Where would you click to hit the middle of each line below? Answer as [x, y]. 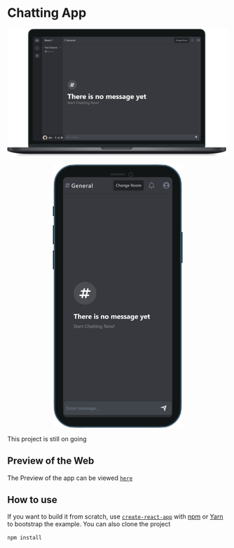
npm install [25, 538]
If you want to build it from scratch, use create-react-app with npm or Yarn [115, 516]
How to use [32, 500]
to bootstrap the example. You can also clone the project [89, 524]
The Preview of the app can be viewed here [70, 478]
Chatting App [47, 13]
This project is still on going [47, 439]
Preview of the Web [51, 461]
